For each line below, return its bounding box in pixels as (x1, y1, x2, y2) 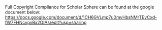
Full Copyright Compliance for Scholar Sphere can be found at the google (5, 4, 154, 10)
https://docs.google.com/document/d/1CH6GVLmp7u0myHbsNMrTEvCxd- (5, 15, 157, 20)
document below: (5, 9, 41, 15)
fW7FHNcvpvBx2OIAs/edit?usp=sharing (5, 19, 87, 25)
